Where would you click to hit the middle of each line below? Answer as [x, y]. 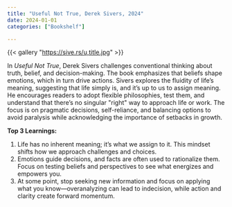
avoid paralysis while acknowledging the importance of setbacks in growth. [115, 117]
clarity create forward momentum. [66, 196]
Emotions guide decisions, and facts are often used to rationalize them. [118, 159]
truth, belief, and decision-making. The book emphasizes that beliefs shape [115, 73]
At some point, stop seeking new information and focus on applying [114, 181]
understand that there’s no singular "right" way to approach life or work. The [116, 103]
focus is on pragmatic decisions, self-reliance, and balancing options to [109, 110]
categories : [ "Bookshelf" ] [46, 26]
